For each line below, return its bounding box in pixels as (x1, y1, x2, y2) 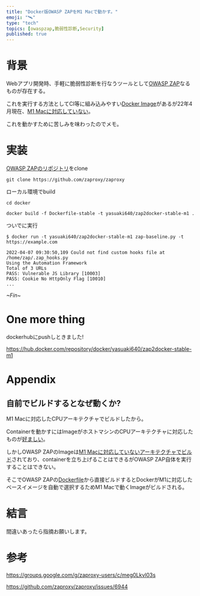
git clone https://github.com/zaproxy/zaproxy (6, 177, 125, 183)
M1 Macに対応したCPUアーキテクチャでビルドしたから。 (6, 415, 147, 422)
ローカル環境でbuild (6, 188, 56, 195)
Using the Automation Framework (6, 260, 87, 266)
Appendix (6, 373, 56, 386)
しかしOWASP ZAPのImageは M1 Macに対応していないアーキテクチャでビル (6, 448, 192, 455)
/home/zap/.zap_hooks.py (6, 255, 68, 261)
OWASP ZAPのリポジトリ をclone (6, 165, 88, 172)
